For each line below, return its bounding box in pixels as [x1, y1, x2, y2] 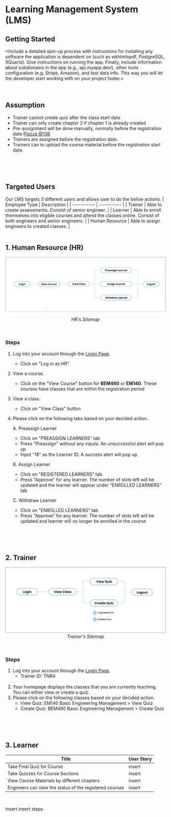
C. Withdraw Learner [12, 497, 57, 503]
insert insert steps [5, 806, 43, 812]
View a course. [12, 370, 44, 376]
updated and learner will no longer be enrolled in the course [20, 518, 146, 524]
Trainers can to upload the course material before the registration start [12, 141, 161, 147]
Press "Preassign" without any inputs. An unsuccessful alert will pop [20, 440, 164, 447]
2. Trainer [5, 553, 37, 562]
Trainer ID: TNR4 [20, 673, 56, 679]
